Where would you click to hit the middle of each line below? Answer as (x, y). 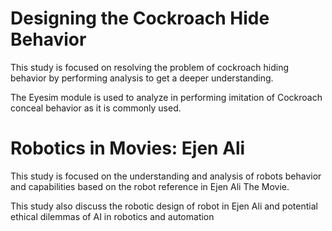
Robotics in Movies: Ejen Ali (128, 148)
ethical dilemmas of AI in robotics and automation (112, 216)
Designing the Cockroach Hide (140, 18)
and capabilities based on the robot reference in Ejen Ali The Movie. (150, 186)
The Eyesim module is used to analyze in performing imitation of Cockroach (166, 97)
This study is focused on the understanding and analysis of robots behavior (166, 176)
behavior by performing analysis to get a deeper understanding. (142, 78)
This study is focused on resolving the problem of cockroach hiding (150, 67)
